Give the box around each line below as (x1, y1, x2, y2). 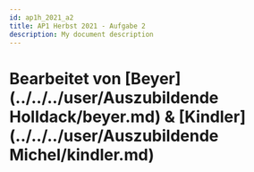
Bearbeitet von (9, 68, 122, 89)
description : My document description (9, 30, 154, 39)
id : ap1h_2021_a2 (9, 13, 74, 22)
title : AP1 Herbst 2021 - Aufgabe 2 (9, 21, 146, 30)
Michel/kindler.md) (9, 144, 155, 165)
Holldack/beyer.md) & (9, 107, 176, 126)
